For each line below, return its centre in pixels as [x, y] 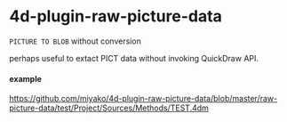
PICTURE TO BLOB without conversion [76, 41]
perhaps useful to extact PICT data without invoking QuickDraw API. [134, 58]
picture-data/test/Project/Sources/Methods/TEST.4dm [109, 108]
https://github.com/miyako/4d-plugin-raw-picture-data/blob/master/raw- [143, 99]
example [26, 78]
